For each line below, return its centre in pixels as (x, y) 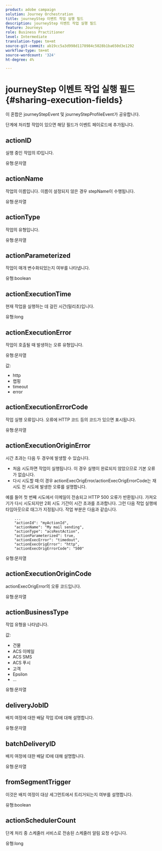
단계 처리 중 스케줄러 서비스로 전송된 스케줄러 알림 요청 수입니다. (67, 833)
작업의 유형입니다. (23, 230)
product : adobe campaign (31, 10)
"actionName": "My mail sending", (49, 527)
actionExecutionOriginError (48, 446)
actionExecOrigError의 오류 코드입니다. (44, 586)
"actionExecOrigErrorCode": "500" (49, 548)
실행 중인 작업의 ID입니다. (30, 153)
